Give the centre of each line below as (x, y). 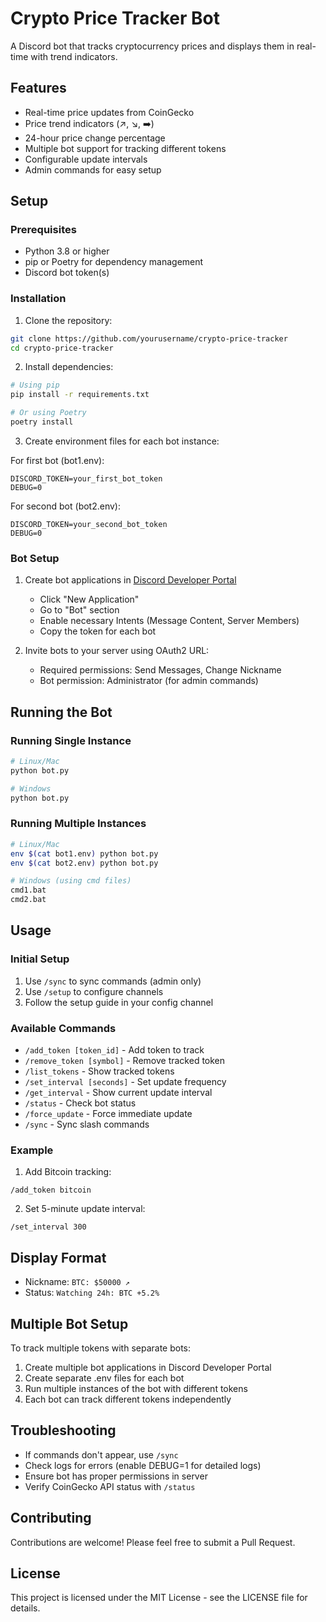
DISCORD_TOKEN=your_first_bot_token (86, 478)
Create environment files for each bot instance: (122, 441)
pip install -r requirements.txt (80, 395)
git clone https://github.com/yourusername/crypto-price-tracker (149, 338)
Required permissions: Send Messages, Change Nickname (160, 670)
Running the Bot (61, 712)
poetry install (42, 422)
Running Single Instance (71, 740)
